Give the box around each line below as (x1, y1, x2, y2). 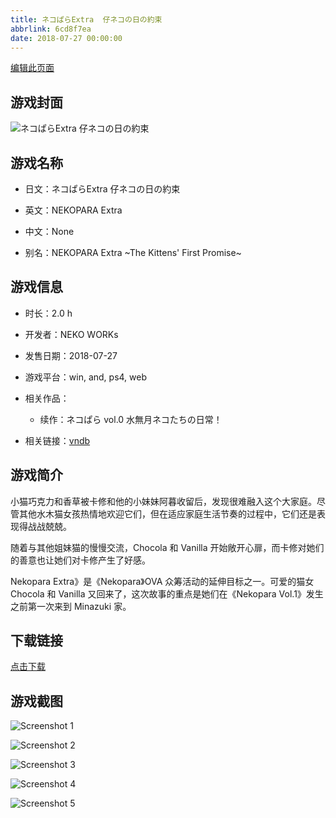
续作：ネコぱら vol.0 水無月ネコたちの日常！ (39, 413, 223, 425)
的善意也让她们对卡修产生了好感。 (10, 554, 151, 566)
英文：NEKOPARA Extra (24, 204, 123, 216)
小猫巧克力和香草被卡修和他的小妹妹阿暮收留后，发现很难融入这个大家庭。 (10, 495, 317, 507)
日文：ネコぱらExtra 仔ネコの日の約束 (24, 183, 181, 195)
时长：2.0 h (24, 307, 73, 319)
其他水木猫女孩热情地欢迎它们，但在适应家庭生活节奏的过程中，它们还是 (18, 507, 317, 520)
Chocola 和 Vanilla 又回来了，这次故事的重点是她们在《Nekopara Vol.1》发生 (10, 587, 324, 600)
